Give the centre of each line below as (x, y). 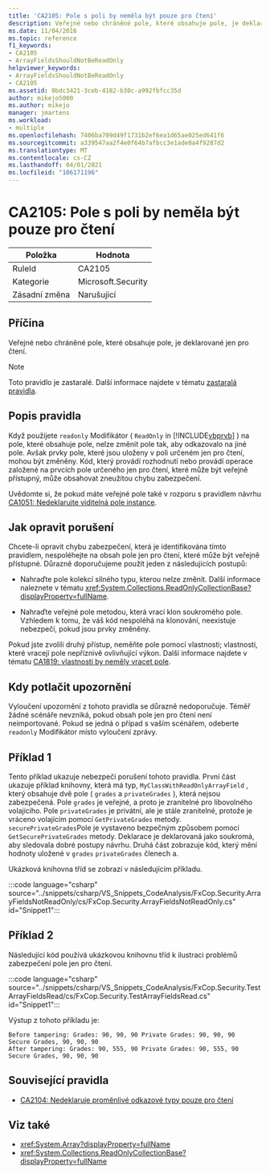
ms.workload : (30, 121)
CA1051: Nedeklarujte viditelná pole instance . (83, 502)
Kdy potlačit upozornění (70, 687)
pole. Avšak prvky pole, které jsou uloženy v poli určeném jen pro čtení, (127, 452)
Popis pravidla (45, 416)
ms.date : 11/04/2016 (43, 31)
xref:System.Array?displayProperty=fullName (95, 1144)
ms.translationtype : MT (48, 150)
